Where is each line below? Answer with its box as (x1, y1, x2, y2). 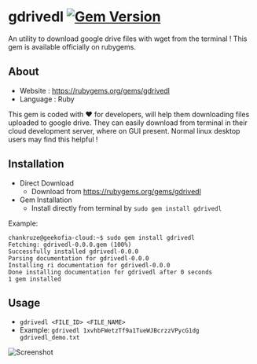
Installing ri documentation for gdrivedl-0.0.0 (8, 261, 171, 269)
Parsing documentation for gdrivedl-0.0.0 (8, 254, 149, 263)
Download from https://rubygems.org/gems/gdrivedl (31, 186, 202, 196)
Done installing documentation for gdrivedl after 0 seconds (8, 268, 213, 276)
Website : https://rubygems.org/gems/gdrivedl (19, 86, 171, 95)
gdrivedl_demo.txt (19, 334, 80, 342)
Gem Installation (19, 195, 72, 204)
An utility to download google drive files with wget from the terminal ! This (8, 34, 248, 43)
